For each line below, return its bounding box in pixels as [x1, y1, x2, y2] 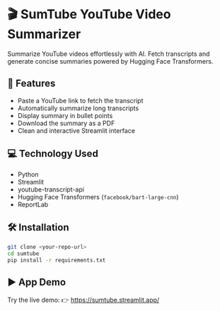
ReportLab [17, 200, 49, 209]
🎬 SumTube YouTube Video [7, 6, 171, 23]
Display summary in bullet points [17, 111, 113, 119]
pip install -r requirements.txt [7, 257, 106, 264]
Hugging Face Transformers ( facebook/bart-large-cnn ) [17, 192, 179, 201]
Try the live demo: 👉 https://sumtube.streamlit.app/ [7, 295, 160, 304]
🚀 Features [7, 78, 56, 90]
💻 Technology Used [7, 148, 99, 160]
